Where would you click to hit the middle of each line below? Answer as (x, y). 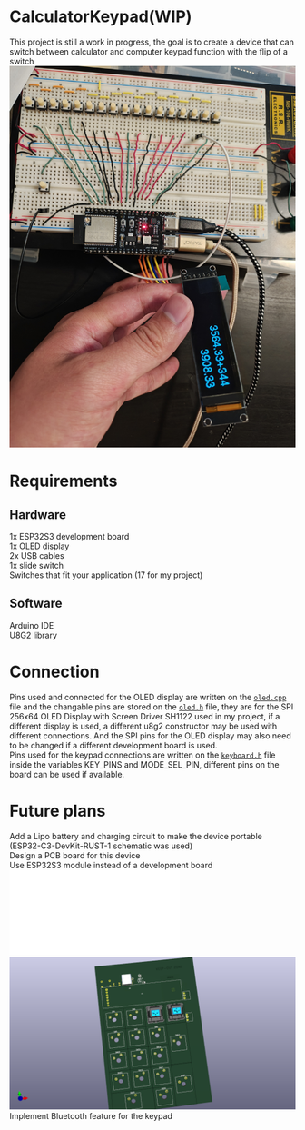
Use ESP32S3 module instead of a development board (111, 865)
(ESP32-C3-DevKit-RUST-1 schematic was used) (101, 846)
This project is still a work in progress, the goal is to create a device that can (152, 42)
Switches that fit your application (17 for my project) (106, 575)
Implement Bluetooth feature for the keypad (91, 1116)
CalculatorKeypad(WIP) (101, 17)
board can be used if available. (67, 774)
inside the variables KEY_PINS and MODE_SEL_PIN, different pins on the (144, 764)
